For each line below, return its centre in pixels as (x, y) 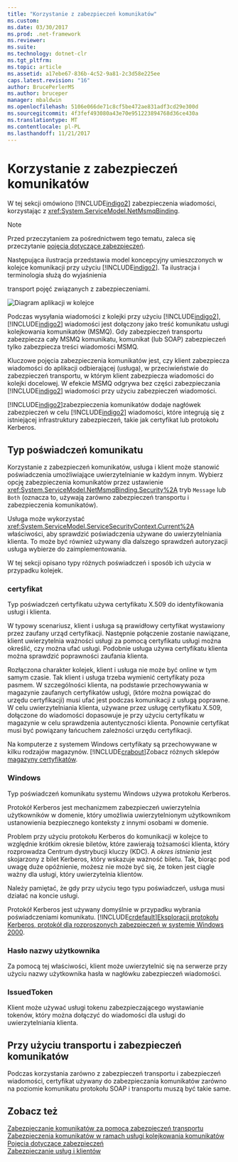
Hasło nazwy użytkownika (54, 950)
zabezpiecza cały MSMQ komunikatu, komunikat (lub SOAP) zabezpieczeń (117, 339)
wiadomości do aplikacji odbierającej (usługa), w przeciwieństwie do (108, 369)
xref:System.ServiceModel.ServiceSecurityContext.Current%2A (101, 526)
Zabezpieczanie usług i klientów (54, 1151)
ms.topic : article (34, 67)
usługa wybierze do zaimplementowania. (67, 549)
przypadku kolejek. (36, 570)
